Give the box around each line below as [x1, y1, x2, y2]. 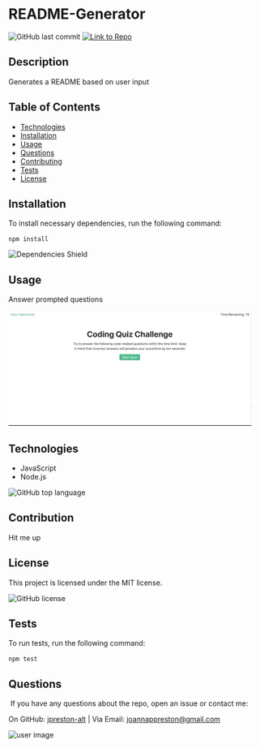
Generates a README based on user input [8, 76, 150, 86]
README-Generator [8, 5, 146, 24]
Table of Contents [8, 101, 101, 114]
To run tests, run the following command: [8, 638, 146, 648]
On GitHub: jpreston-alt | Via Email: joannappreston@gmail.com [8, 715, 221, 724]
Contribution [8, 511, 75, 525]
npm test [8, 655, 38, 664]
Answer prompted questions [8, 294, 104, 304]
